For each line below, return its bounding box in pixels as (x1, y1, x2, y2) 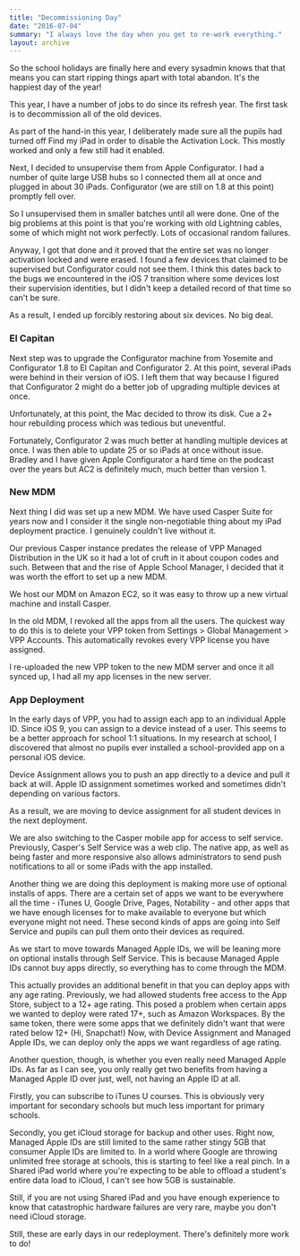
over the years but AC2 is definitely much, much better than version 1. (9, 463, 267, 474)
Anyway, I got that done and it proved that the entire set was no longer (9, 245, 270, 256)
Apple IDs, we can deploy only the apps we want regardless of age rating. (9, 1037, 282, 1048)
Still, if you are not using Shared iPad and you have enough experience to (9, 1192, 280, 1203)
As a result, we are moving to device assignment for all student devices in (9, 806, 281, 817)
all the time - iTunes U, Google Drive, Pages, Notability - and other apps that (9, 897, 290, 908)
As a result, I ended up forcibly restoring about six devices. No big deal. (9, 310, 274, 321)
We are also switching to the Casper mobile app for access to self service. (9, 833, 284, 844)
